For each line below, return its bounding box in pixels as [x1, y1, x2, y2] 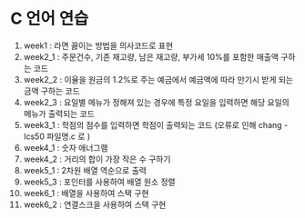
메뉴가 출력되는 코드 [23, 108, 95, 119]
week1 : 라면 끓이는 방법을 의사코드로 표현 [23, 40, 174, 51]
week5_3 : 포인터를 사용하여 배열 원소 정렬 [23, 176, 176, 187]
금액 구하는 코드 [23, 85, 80, 96]
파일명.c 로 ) [46, 131, 91, 142]
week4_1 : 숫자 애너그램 [23, 142, 108, 153]
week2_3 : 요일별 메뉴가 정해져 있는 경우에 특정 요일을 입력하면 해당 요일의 [23, 96, 290, 107]
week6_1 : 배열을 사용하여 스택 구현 [23, 187, 149, 198]
